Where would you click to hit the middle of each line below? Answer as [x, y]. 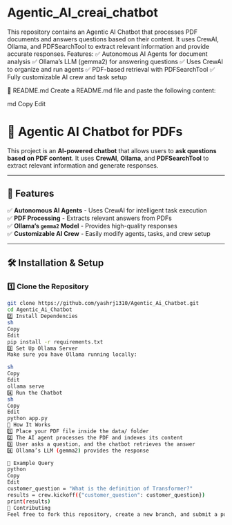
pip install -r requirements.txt [55, 342]
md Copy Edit [27, 103]
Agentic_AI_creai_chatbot [83, 13]
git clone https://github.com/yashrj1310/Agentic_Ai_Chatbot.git [103, 304]
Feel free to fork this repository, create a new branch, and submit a [112, 514]
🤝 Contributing [29, 508]
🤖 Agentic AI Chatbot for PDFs [95, 132]
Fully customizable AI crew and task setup [67, 77]
